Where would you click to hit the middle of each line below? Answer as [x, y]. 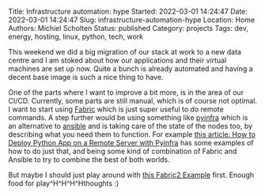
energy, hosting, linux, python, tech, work [76, 36]
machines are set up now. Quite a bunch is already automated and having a [131, 69]
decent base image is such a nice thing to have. [86, 77]
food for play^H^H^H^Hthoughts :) [64, 183]
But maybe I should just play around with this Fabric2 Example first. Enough [131, 175]
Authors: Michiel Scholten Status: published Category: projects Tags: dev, [129, 28]
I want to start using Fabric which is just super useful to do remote [116, 109]
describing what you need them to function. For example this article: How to [132, 134]
